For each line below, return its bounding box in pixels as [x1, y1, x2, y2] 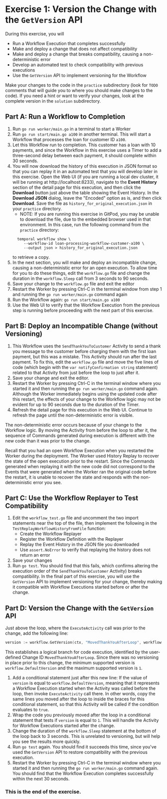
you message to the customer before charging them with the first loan [12, 348, 157, 354]
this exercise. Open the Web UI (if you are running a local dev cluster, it [12, 174, 159, 180]
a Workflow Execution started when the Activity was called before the [12, 685, 156, 691]
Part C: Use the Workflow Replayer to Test [5, 494, 139, 502]
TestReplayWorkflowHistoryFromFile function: [12, 526, 106, 532]
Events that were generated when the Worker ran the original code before [5, 469, 157, 475]
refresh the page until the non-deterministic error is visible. [12, 412, 134, 418]
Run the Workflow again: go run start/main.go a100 [12, 296, 120, 302]
